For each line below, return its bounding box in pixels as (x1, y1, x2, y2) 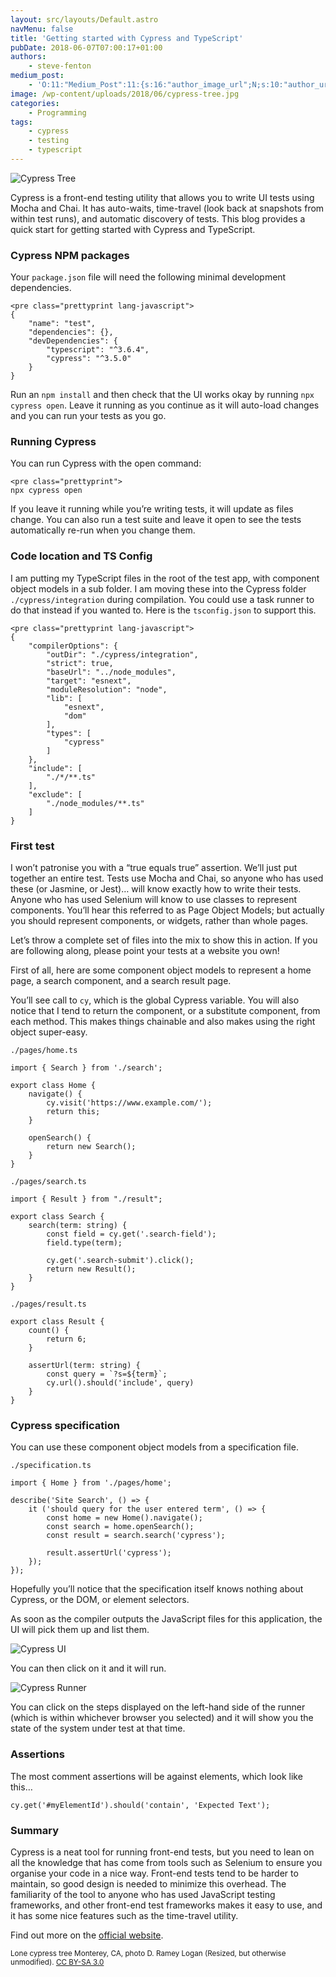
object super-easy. (10, 1026, 88, 1038)
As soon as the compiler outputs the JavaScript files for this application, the (10, 1613, 323, 1625)
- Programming (28, 107, 87, 118)
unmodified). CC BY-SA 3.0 (10, 1957, 105, 1967)
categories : (10, 98, 60, 108)
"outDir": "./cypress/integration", (46, 649, 199, 660)
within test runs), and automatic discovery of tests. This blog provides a (10, 212, 306, 225)
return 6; (46, 1334, 87, 1345)
